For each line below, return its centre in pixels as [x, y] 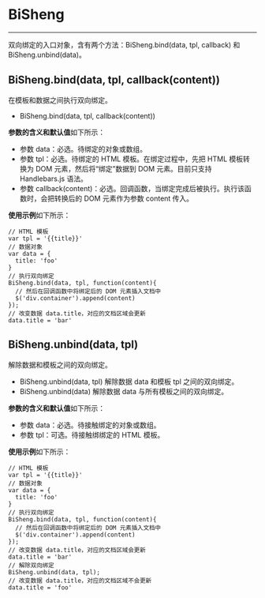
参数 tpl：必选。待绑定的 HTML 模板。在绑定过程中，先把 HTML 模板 [131, 159]
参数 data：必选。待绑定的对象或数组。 [83, 149]
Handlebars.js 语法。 [54, 179]
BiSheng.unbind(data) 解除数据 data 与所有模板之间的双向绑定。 [124, 391]
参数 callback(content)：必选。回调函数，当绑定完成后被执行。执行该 [132, 188]
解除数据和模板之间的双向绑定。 [60, 364]
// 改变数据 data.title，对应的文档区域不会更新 [80, 581]
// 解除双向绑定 [31, 565]
